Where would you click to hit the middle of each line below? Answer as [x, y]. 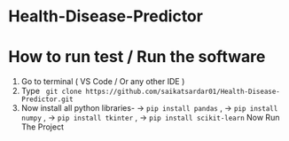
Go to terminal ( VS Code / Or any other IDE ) [103, 82]
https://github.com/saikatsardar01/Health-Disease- [183, 92]
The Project [42, 127]
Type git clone [51, 91]
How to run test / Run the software [137, 57]
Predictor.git [47, 99]
